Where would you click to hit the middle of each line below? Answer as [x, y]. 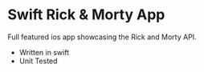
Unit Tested [38, 61]
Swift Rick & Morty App [86, 15]
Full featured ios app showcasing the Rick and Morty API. [102, 37]
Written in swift [44, 52]
